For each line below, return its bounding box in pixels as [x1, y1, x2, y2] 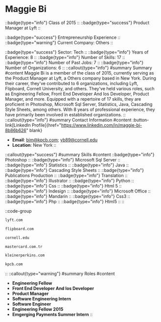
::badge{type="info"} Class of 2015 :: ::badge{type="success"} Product [5, 20, 150, 26]
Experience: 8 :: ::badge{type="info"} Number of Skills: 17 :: [5, 54, 125, 60]
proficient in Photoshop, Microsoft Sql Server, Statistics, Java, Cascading [5, 101, 153, 107]
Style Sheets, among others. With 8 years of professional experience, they [5, 107, 155, 112]
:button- [132, 117, 149, 123]
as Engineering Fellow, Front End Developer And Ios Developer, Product [5, 91, 149, 97]
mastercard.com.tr [5, 244, 43, 249]
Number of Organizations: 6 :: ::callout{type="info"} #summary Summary [5, 65, 153, 71]
